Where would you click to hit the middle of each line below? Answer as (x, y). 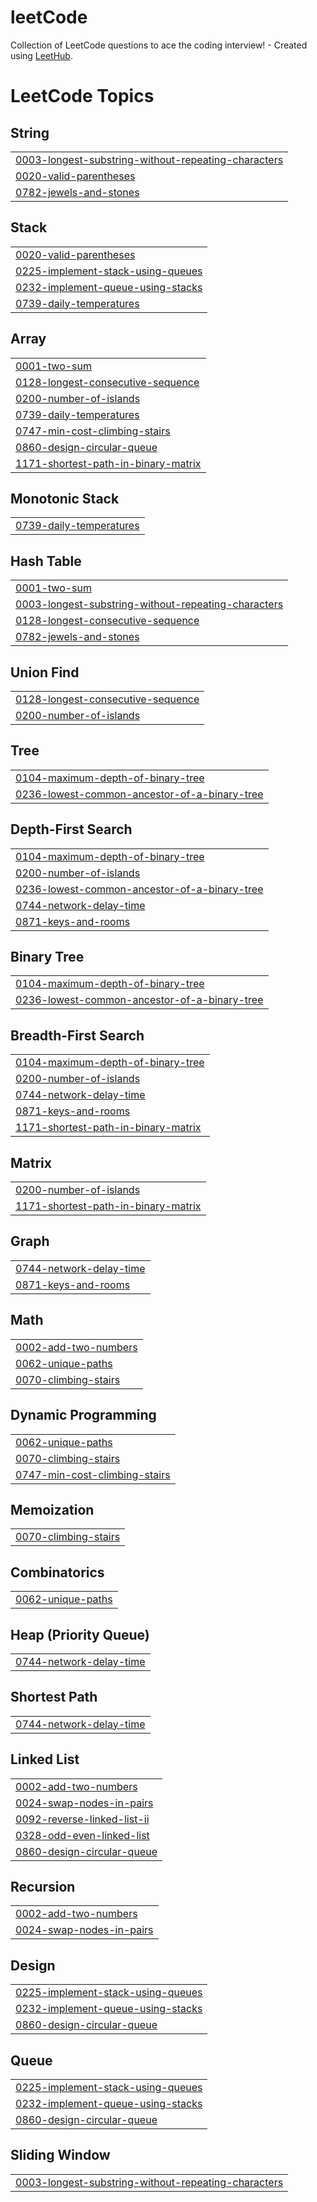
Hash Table (46, 561)
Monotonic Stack (65, 498)
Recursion (43, 1886)
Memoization (52, 1509)
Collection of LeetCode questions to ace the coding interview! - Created (159, 45)
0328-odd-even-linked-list (82, 1835)
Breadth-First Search (77, 1035)
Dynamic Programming (83, 1415)
